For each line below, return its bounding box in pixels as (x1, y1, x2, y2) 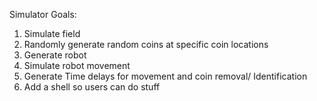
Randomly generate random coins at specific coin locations (23, 39, 269, 50)
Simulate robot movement (23, 60, 131, 71)
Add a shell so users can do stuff (23, 81, 161, 93)
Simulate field (23, 28, 81, 39)
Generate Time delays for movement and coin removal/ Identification (23, 70, 308, 82)
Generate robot (23, 49, 87, 61)
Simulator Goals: (9, 9, 77, 20)
